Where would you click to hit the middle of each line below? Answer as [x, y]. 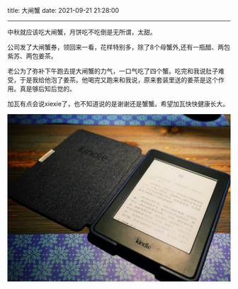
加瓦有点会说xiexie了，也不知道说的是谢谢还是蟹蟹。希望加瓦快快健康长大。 [118, 104]
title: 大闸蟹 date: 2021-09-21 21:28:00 [63, 10]
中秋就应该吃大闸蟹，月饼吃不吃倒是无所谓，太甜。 [82, 32]
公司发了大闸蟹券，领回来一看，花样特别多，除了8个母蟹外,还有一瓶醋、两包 [119, 47]
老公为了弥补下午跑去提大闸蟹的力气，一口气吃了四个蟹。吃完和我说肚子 [113, 71]
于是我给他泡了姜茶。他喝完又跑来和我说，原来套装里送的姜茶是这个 [119, 80]
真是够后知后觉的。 [47, 89]
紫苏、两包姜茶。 [32, 56]
